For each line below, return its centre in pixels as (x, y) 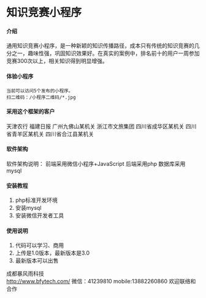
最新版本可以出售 (37, 261)
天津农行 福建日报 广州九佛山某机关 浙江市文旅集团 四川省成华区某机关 (95, 126)
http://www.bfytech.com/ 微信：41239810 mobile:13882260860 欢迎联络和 (101, 281)
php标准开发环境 (36, 200)
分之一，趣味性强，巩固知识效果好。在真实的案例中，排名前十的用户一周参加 (103, 53)
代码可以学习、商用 (40, 245)
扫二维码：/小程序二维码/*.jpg (41, 97)
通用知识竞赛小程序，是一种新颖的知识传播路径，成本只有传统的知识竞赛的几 (103, 46)
